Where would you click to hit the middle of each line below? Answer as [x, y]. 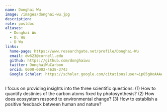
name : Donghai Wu [23, 10]
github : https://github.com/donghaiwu [50, 60]
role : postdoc [20, 24]
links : [12, 47]
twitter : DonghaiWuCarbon [37, 65]
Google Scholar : [26, 74]
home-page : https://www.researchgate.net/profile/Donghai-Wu [74, 51]
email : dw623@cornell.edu [37, 56]
